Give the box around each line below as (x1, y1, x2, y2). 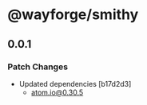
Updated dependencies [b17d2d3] (18, 79, 132, 88)
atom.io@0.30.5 (30, 87, 84, 97)
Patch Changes (7, 61, 69, 72)
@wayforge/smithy (7, 6, 139, 24)
